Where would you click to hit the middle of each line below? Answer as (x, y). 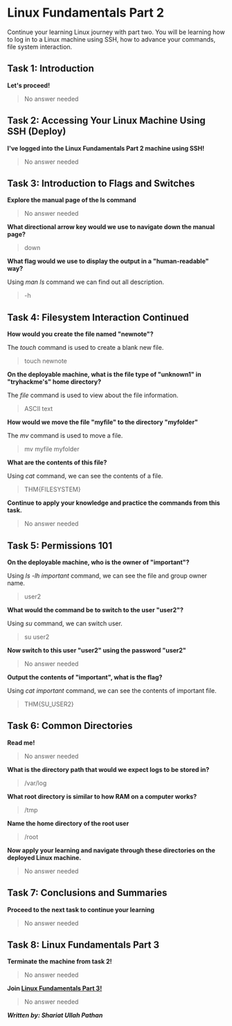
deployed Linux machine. (44, 857)
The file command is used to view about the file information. (93, 395)
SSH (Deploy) (37, 132)
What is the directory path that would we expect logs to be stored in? (108, 769)
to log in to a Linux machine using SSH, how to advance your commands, (111, 39)
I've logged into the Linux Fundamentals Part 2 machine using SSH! (106, 148)
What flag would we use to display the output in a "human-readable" (108, 261)
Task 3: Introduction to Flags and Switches (101, 183)
